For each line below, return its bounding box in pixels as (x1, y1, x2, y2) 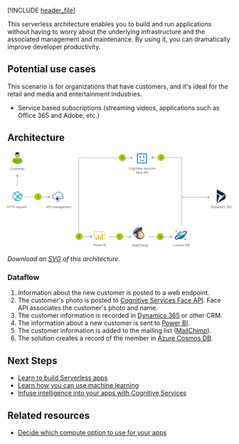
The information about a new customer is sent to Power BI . (17, 319, 190, 327)
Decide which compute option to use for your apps (17, 428, 167, 437)
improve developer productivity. (7, 43, 101, 51)
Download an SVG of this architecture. (7, 254, 121, 263)
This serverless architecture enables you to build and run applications (7, 20, 212, 28)
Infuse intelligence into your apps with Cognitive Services (17, 388, 187, 398)
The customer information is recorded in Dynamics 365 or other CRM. (17, 311, 223, 320)
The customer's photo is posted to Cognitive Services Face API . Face (17, 296, 221, 305)
